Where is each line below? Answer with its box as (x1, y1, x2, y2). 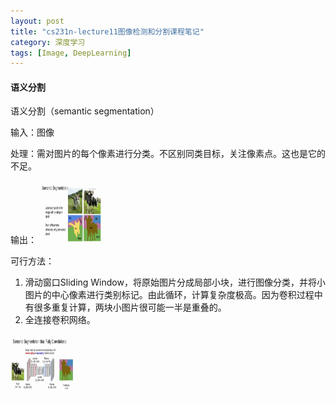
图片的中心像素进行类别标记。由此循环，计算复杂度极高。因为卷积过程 (24, 289, 315, 301)
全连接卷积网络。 (24, 314, 96, 326)
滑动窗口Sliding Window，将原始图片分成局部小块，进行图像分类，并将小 (24, 276, 326, 289)
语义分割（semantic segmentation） (10, 105, 160, 117)
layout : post (10, 16, 65, 26)
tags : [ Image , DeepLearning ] (10, 48, 132, 58)
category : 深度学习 (10, 37, 86, 47)
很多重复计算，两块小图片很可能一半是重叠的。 (33, 301, 227, 314)
